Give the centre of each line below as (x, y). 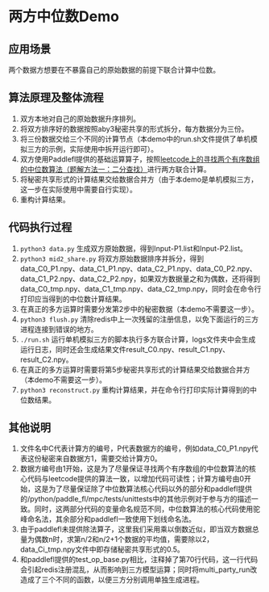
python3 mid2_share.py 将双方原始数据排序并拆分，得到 (112, 258)
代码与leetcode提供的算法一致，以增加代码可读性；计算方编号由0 (135, 479)
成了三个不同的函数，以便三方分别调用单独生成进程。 (115, 580)
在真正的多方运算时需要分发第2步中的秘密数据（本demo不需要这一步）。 (139, 309)
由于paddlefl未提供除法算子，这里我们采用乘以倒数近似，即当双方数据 (136, 529)
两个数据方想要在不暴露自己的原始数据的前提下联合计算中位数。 (114, 70)
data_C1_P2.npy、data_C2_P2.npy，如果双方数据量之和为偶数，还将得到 (140, 279)
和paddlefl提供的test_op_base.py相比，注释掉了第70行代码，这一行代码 (139, 560)
